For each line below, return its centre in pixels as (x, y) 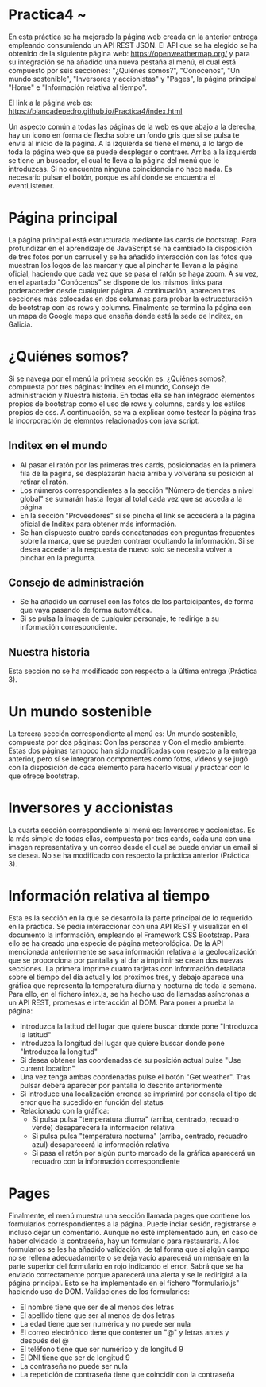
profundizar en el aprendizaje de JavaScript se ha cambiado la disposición (130, 248)
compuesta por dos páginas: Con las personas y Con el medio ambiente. (127, 742)
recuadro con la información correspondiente (106, 1161)
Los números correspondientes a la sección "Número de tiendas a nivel (137, 490)
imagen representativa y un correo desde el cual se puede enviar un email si (133, 847)
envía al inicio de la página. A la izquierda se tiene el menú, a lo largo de (126, 143)
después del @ (44, 1341)
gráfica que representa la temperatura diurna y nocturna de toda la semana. (132, 986)
